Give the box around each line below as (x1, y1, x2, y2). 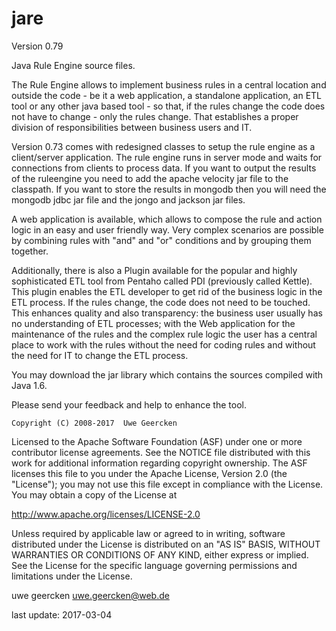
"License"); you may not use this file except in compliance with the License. (11, 478, 324, 490)
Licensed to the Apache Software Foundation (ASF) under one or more (11, 435, 303, 447)
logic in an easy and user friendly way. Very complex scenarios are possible (11, 223, 324, 236)
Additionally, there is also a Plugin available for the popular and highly (11, 264, 298, 276)
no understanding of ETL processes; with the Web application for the (11, 317, 296, 329)
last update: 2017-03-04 (11, 608, 113, 621)
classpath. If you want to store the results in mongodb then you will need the (11, 183, 327, 195)
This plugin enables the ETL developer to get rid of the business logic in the (11, 285, 323, 297)
